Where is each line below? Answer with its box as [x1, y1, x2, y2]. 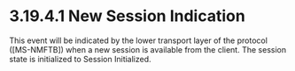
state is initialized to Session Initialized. [9, 53, 152, 64]
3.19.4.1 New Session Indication [9, 6, 245, 26]
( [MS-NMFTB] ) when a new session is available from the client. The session [9, 44, 286, 54]
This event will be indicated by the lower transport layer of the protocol [9, 35, 268, 46]
